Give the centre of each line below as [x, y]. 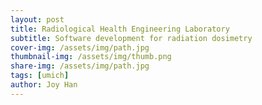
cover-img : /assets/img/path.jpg [80, 47]
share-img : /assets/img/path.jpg [80, 66]
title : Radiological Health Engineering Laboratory [120, 29]
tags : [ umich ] [40, 76]
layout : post [37, 19]
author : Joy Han [44, 85]
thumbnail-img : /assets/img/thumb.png [91, 57]
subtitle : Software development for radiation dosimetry [131, 38]
